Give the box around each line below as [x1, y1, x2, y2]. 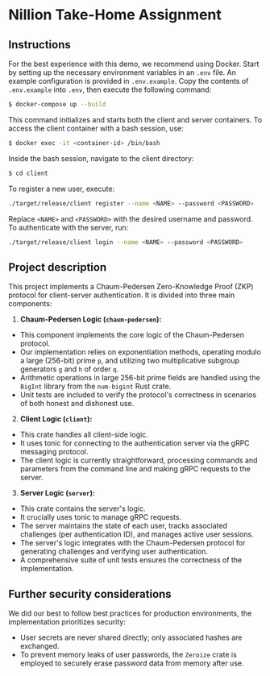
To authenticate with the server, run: [8, 222, 129, 232]
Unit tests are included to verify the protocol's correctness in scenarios [19, 390, 256, 400]
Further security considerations [8, 587, 172, 601]
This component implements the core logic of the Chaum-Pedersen [19, 330, 244, 340]
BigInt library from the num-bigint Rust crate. [19, 381, 172, 392]
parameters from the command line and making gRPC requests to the [19, 464, 251, 474]
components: [8, 299, 52, 309]
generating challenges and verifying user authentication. [19, 546, 208, 557]
